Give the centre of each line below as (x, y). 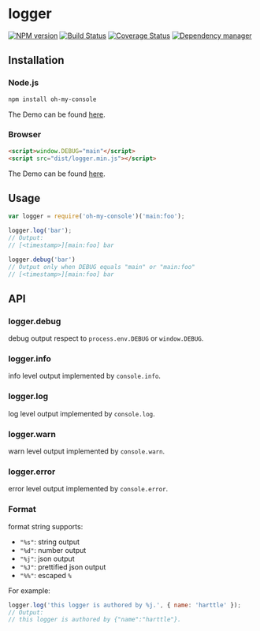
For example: (30, 590)
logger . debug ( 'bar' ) (42, 259)
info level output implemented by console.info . (85, 376)
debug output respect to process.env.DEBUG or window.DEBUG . (106, 338)
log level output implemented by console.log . (82, 413)
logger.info (30, 359)
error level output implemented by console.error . (88, 489)
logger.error (32, 472)
